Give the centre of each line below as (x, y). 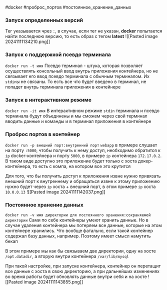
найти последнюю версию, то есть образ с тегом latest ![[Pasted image (81, 36)
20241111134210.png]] (28, 41)
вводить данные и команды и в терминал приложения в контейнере (78, 121)
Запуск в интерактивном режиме (48, 99)
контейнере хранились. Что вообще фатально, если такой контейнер (79, 231)
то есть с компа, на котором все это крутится (81, 166)
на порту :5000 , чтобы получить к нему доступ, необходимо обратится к (83, 150)
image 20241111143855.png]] (53, 282)
